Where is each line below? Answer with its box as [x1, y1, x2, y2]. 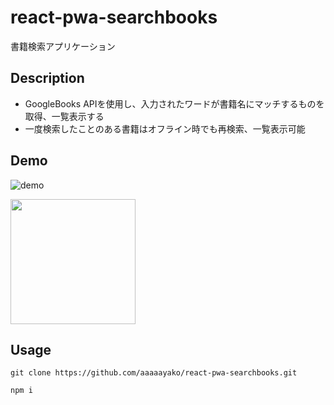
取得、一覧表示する [24, 110, 105, 122]
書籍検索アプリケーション [10, 40, 116, 52]
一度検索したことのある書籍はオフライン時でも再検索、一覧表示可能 [24, 122, 306, 135]
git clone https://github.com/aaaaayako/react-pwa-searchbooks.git [10, 368, 298, 378]
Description [10, 70, 85, 87]
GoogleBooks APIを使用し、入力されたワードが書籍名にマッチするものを [24, 97, 325, 110]
